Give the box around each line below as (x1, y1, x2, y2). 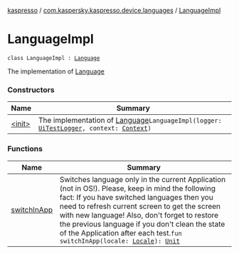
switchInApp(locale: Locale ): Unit (59, 237, 180, 245)
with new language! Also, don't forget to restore (59, 210, 219, 220)
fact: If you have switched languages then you (59, 192, 213, 202)
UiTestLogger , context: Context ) (38, 124, 152, 133)
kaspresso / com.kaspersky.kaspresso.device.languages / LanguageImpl (7, 6, 221, 14)
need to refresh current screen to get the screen (59, 201, 221, 211)
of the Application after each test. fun (59, 228, 183, 238)
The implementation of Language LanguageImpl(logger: (38, 116, 222, 126)
